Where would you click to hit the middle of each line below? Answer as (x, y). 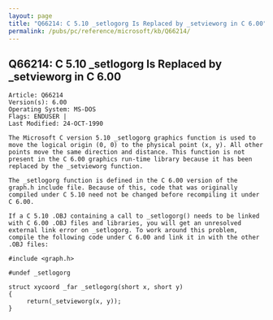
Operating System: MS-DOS (52, 110)
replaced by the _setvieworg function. (76, 166)
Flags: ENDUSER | (38, 117)
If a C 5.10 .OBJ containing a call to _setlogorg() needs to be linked (134, 216)
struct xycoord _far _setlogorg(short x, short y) (96, 288)
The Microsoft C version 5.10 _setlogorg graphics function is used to (132, 138)
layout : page (30, 16)
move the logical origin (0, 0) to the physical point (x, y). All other (136, 145)
